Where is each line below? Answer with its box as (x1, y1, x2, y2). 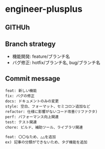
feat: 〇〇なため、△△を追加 (5, 135, 56, 140)
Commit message (5, 74, 61, 82)
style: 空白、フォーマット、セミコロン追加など (5, 104, 90, 109)
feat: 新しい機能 (5, 88, 37, 93)
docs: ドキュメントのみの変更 (5, 99, 59, 104)
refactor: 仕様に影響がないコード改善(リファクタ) (5, 110, 98, 114)
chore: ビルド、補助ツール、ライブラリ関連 (5, 125, 83, 130)
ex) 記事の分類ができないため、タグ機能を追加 (5, 140, 88, 145)
